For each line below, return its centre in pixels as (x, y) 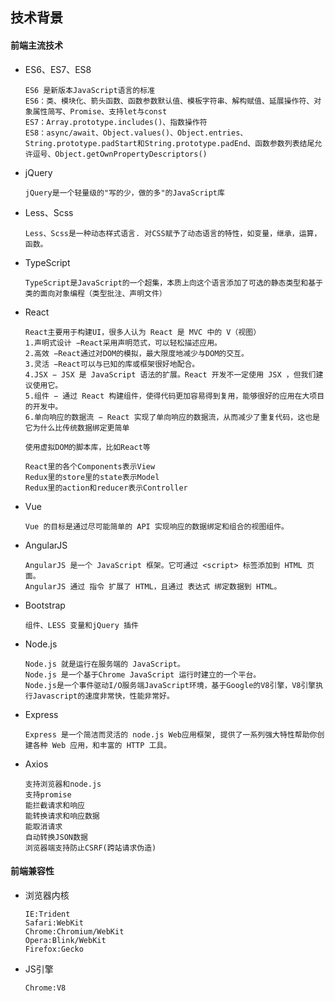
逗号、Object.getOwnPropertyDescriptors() (120, 154)
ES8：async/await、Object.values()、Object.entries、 (136, 133)
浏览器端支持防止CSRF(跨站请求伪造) (90, 848)
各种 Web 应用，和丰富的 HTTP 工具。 (102, 745)
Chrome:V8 (45, 988)
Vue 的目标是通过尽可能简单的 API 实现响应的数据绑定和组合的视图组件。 (156, 526)
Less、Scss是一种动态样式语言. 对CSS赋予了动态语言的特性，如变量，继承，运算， (173, 233)
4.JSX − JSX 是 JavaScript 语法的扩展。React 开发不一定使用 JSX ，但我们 (170, 374)
